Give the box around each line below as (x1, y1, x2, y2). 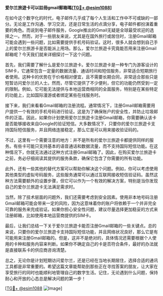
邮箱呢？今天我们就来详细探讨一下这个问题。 (5, 52, 95, 57)
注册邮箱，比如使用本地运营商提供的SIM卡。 (5, 212, 94, 218)
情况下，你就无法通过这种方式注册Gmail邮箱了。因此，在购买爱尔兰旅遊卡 (9, 149, 157, 155)
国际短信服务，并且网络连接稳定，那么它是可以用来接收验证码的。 (9, 127, 141, 133)
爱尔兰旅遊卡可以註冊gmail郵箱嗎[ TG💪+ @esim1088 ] (5, 5, 112, 10)
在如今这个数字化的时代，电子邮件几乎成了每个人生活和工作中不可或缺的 (5, 15, 149, 21)
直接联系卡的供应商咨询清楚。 (9, 247, 69, 253)
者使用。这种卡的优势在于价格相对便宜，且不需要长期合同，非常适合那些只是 (5, 74, 158, 80)
